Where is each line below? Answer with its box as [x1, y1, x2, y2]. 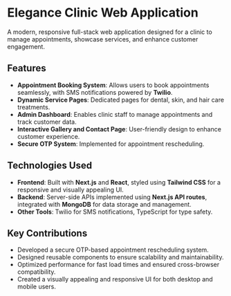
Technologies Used [7, 160, 92, 172]
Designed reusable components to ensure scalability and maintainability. [17, 253, 224, 261]
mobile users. [17, 282, 57, 291]
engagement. [7, 42, 45, 50]
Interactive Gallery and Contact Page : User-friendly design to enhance [17, 124, 221, 133]
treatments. [17, 102, 50, 111]
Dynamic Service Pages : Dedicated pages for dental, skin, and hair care [17, 95, 225, 104]
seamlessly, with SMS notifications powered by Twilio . [17, 88, 173, 96]
